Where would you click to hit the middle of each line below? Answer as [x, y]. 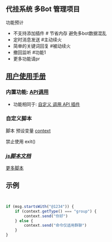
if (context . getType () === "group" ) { [56, 211]
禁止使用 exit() [21, 141]
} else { [24, 221]
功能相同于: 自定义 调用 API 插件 [46, 104]
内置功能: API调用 [27, 92]
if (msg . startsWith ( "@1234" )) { [40, 206]
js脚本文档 [18, 156]
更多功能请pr [26, 59]
